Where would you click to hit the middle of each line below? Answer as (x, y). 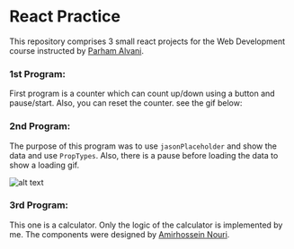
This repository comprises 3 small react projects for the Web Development (147, 41)
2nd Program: (40, 126)
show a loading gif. (44, 165)
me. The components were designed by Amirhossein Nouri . (120, 234)
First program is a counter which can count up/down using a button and (143, 94)
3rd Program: (39, 205)
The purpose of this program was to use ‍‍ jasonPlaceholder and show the (143, 146)
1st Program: (37, 73)
